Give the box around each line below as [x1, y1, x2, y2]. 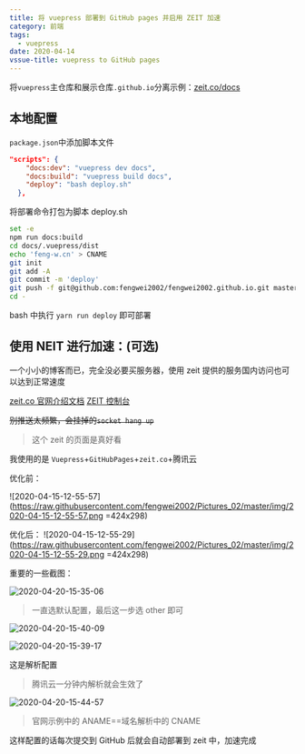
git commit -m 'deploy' [9, 275, 100, 285]
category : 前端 [9, 22, 64, 31]
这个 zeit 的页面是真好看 [31, 434, 123, 445]
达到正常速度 [16, 376, 65, 387]
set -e [9, 225, 34, 234]
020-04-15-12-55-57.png [9, 510, 104, 521]
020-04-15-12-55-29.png [9, 548, 104, 559]
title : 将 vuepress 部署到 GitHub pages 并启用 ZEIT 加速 [9, 13, 221, 23]
